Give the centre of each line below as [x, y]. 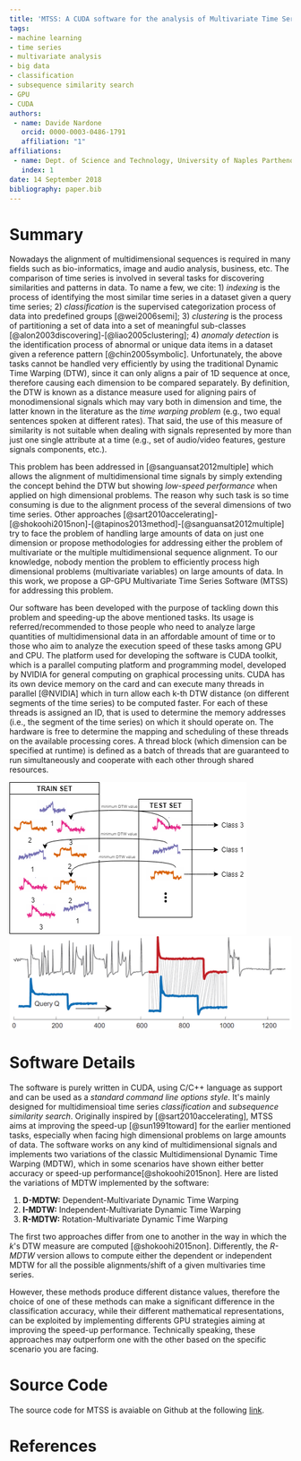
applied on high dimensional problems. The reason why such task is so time [149, 495]
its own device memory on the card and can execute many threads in [137, 684]
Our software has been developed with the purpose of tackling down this [144, 608]
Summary [46, 234]
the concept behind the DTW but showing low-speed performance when [143, 486]
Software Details [73, 1062]
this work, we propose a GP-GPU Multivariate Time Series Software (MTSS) [149, 581]
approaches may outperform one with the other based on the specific [138, 1339]
